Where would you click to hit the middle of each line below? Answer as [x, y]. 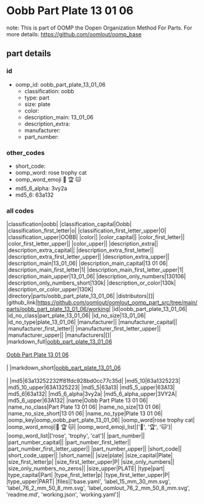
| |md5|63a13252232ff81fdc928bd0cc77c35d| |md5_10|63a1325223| [93, 381]
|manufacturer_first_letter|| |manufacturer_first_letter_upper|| [84, 329]
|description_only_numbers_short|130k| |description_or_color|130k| [91, 283]
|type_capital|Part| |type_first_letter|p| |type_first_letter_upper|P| [88, 475]
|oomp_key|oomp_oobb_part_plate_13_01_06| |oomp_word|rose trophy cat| [101, 420]
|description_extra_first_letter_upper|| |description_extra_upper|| [88, 257]
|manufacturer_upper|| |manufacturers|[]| [59, 335]
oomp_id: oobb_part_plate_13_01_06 [60, 84]
